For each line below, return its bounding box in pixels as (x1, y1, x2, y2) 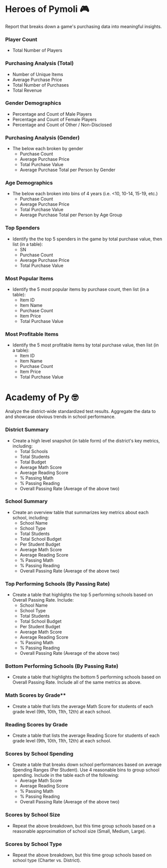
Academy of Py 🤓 (5, 391, 79, 403)
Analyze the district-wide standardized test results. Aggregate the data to (5, 408, 156, 414)
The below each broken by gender (12, 146, 84, 152)
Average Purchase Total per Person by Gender (19, 167, 116, 173)
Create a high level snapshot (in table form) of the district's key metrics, (12, 438, 160, 444)
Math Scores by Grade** (5, 692, 66, 699)
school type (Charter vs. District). (12, 857, 81, 863)
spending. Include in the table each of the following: (12, 772, 120, 778)
